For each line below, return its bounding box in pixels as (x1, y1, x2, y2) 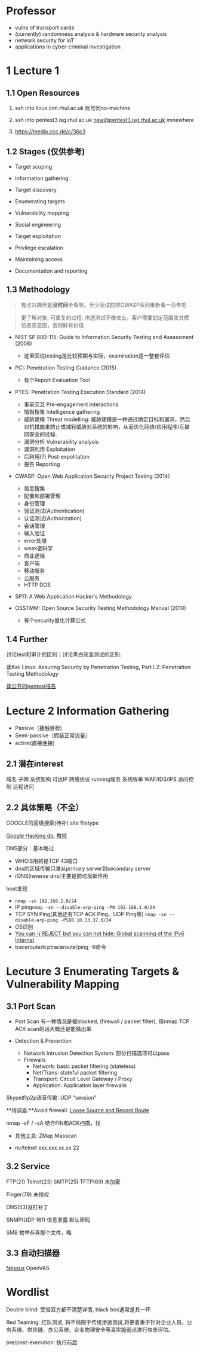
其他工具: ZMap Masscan (14, 1132, 78, 1139)
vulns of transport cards (14, 24, 75, 31)
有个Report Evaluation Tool (23, 376, 90, 383)
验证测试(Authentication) (23, 507, 85, 514)
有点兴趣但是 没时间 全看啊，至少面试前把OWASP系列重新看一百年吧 (20, 301, 187, 309)
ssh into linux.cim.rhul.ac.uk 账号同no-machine (14, 104, 131, 111)
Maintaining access (14, 255, 63, 263)
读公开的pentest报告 (6, 683, 57, 690)
